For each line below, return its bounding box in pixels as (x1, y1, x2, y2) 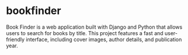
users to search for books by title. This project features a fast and (6, 29, 163, 36)
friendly (6, 36, 25, 43)
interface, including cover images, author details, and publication (26, 36, 182, 43)
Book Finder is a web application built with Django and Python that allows (6, 23, 183, 30)
